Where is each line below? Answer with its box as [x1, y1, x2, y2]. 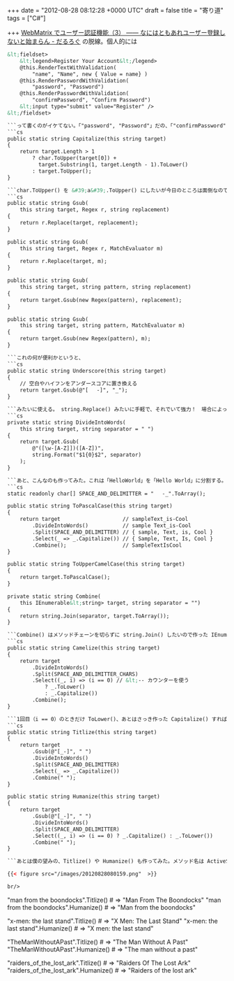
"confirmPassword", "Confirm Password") [32, 96, 151, 103]
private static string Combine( [7, 593, 101, 600]
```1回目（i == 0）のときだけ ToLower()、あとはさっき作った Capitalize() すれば [7, 715, 228, 722]
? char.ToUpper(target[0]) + [32, 155, 117, 162]
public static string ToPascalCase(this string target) [7, 503, 173, 510]
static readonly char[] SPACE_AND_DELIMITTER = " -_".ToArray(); [7, 490, 206, 497]
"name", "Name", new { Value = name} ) [32, 71, 148, 78]
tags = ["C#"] [7, 14, 46, 22]
